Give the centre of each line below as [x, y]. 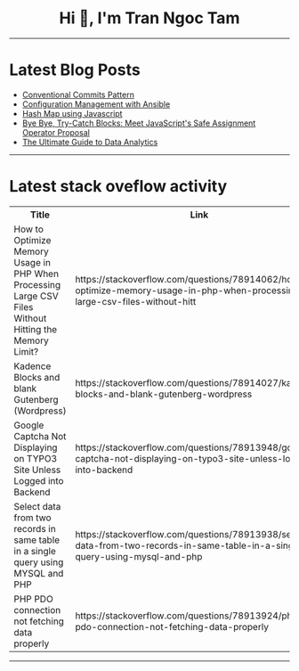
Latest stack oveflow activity [118, 187]
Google [29, 425]
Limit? [26, 351]
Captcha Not [40, 436]
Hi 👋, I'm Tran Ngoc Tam [149, 18]
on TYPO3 [36, 458]
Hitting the [36, 329]
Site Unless [37, 470]
